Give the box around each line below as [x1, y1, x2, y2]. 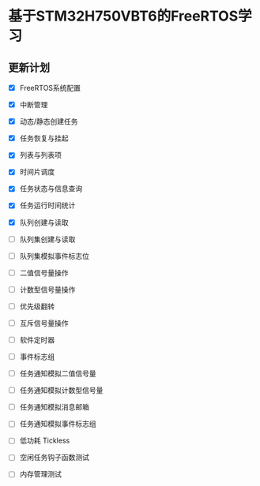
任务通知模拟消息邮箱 [19, 402, 89, 412]
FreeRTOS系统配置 [19, 84, 81, 92]
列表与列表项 [19, 151, 62, 160]
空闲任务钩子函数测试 [19, 453, 89, 462]
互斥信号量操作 [19, 318, 69, 327]
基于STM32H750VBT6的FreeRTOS [8, 7, 239, 25]
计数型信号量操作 [19, 285, 76, 294]
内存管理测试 [19, 469, 62, 479]
